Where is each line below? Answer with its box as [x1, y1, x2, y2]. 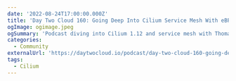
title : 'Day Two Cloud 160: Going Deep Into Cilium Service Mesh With [7, 17, 218, 24]
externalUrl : [7, 50, 46, 57]
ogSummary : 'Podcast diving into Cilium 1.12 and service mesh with [7, 30, 212, 37]
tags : [7, 56, 23, 63]
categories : [7, 37, 42, 44]
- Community [13, 43, 49, 50]
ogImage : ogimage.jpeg [7, 23, 74, 30]
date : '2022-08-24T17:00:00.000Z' [7, 10, 109, 18]
